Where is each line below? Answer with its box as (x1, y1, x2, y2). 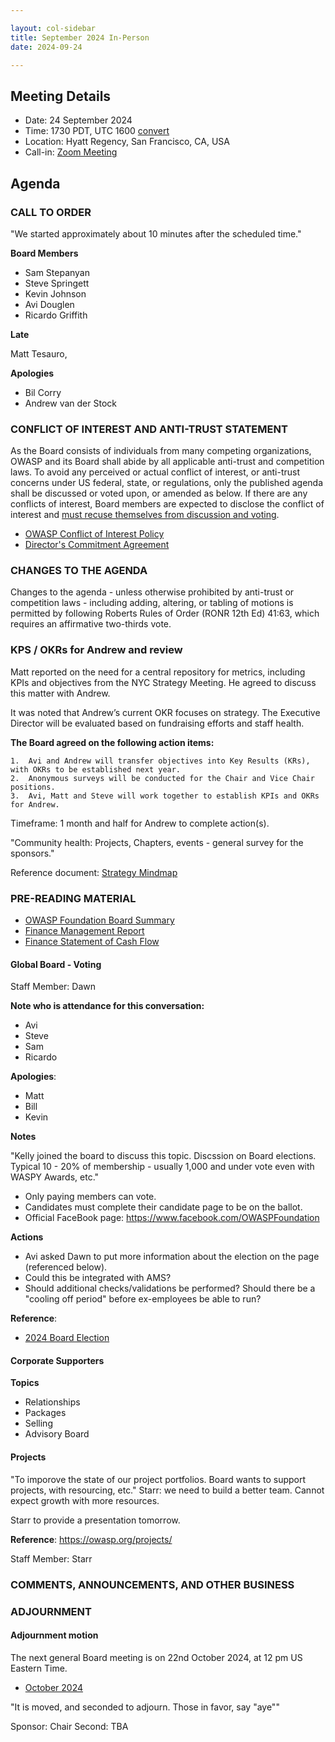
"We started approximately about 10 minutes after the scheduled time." (10, 227, 302, 240)
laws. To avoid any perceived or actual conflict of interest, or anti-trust (10, 466, 301, 478)
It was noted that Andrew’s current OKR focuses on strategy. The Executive (10, 706, 321, 718)
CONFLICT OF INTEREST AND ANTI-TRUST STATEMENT (10, 422, 288, 436)
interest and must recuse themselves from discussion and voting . (10, 509, 280, 521)
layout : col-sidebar (10, 23, 97, 33)
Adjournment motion (10, 1629, 99, 1641)
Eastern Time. (10, 1662, 68, 1674)
